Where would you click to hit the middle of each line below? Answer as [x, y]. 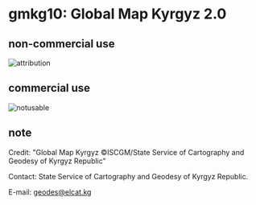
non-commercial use [62, 44]
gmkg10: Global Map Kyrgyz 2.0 [118, 14]
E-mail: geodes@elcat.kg [50, 192]
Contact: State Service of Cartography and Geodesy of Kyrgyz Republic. [128, 176]
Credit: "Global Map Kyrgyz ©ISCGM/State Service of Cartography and [126, 152]
